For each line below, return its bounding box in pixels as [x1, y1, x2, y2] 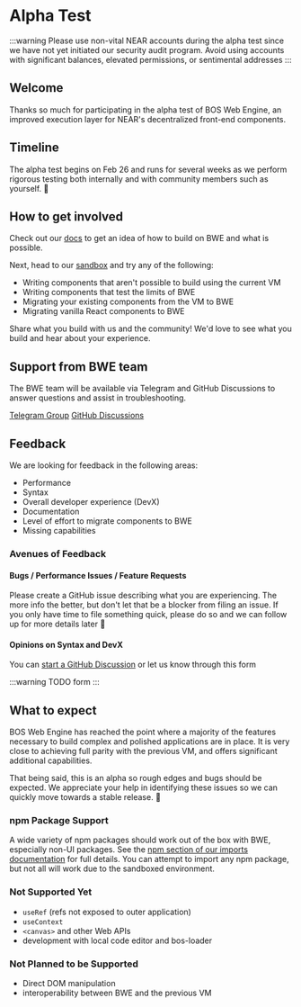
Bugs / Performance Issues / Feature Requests [9, 570, 187, 580]
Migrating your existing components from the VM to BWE [22, 296, 235, 307]
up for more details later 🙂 [9, 618, 106, 630]
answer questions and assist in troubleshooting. [9, 392, 187, 403]
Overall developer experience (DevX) [22, 497, 160, 507]
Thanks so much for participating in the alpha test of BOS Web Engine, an [9, 104, 282, 115]
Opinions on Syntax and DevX [9, 639, 123, 650]
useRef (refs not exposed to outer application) [22, 906, 191, 917]
